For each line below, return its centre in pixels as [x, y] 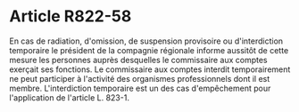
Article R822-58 [71, 16]
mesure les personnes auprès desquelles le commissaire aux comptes [138, 60]
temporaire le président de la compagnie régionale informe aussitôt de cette [149, 50]
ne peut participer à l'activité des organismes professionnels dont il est [140, 78]
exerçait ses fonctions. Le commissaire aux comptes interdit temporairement [150, 69]
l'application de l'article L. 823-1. [69, 97]
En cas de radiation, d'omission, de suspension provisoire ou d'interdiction [146, 41]
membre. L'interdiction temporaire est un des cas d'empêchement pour [140, 88]
